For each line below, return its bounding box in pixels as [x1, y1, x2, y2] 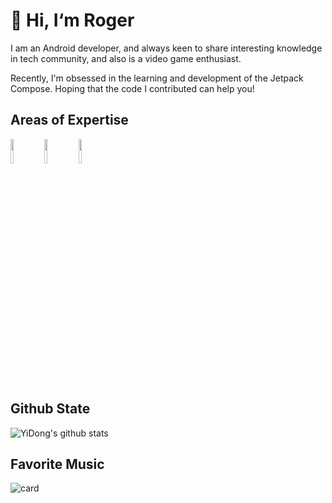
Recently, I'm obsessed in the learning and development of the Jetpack [10, 72, 304, 84]
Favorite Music [10, 455, 105, 473]
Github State [10, 400, 91, 418]
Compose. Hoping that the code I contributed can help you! [10, 82, 255, 94]
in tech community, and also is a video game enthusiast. [10, 52, 242, 64]
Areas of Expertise [10, 112, 129, 129]
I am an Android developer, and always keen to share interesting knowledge [10, 42, 323, 54]
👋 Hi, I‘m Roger [10, 9, 135, 32]
